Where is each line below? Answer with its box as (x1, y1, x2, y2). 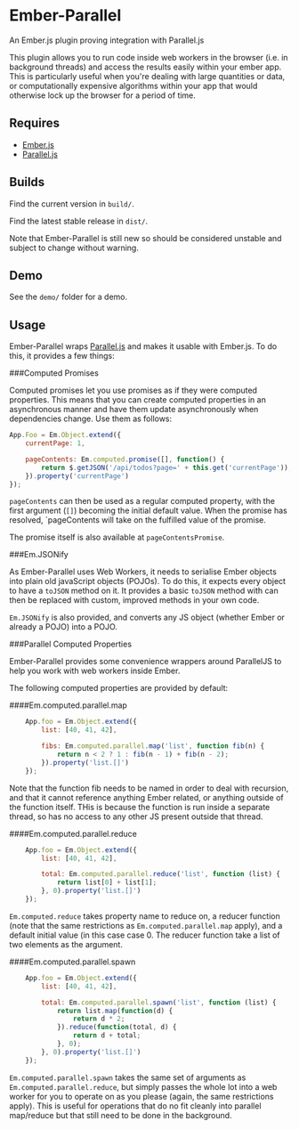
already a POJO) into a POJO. (9, 621, 118, 632)
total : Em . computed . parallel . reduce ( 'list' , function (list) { (41, 870, 280, 879)
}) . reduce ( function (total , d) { (56, 1023, 177, 1032)
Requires (9, 116, 61, 131)
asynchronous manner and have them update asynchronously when (9, 404, 259, 415)
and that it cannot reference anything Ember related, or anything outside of (9, 792, 285, 802)
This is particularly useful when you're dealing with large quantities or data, (9, 70, 286, 81)
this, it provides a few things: (9, 351, 115, 361)
